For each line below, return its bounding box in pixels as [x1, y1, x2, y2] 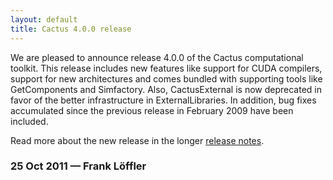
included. [10, 115, 49, 127]
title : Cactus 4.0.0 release [10, 24, 132, 34]
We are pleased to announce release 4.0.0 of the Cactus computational [10, 51, 304, 63]
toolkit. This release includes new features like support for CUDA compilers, [10, 62, 323, 74]
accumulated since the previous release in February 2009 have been [10, 104, 294, 116]
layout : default [10, 14, 78, 25]
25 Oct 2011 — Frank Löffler [10, 159, 147, 173]
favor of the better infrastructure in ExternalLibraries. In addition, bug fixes [10, 94, 317, 106]
